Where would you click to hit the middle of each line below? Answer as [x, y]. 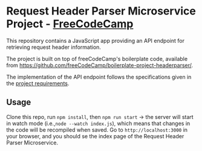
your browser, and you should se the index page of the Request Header [95, 136]
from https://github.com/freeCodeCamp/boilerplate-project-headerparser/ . [100, 65]
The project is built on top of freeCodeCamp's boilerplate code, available [97, 59]
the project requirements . [38, 83]
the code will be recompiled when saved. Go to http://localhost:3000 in [97, 130]
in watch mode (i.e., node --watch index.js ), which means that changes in [98, 123]
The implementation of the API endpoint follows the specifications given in [99, 77]
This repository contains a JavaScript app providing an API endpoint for [95, 40]
